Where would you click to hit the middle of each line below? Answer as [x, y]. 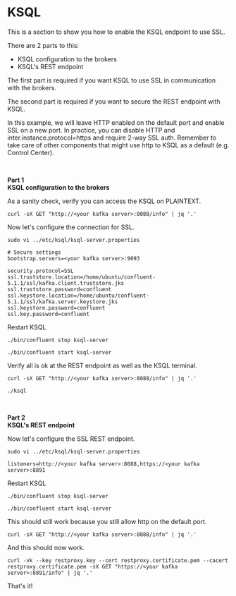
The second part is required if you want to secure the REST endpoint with [114, 101]
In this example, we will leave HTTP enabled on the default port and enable [116, 122]
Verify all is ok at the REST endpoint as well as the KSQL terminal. [102, 365]
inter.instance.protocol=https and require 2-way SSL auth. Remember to [112, 138]
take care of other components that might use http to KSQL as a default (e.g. [118, 145]
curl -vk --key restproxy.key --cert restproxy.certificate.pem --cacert [118, 560]
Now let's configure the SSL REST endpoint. [71, 439]
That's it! [20, 585]
